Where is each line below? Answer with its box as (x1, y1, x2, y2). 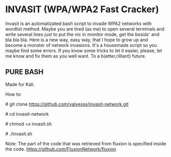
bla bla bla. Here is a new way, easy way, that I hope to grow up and (5, 37, 148, 43)
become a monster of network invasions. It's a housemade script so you (5, 42, 157, 48)
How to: (5, 91, 22, 97)
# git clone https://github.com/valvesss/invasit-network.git (5, 101, 129, 107)
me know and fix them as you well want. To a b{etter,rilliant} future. (5, 53, 146, 59)
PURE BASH (5, 68, 44, 76)
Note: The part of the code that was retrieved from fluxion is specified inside (5, 140, 166, 146)
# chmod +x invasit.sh (5, 121, 52, 127)
